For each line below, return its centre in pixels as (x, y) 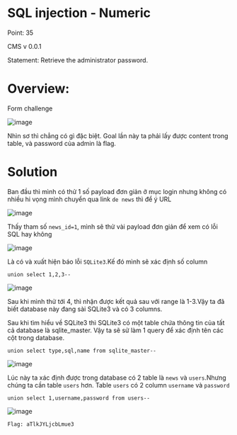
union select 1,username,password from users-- (79, 398)
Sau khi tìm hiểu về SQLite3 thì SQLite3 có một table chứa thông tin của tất (116, 322)
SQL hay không (30, 234)
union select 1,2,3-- (39, 274)
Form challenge (30, 108)
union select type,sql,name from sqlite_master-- (82, 351)
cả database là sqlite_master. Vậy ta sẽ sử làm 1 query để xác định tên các (116, 330)
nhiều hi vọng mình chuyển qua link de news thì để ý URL (89, 199)
